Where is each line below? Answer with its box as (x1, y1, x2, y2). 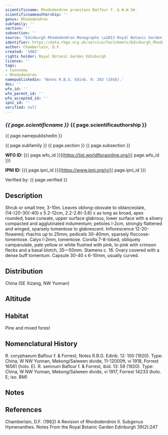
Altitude (5, 294, 31, 303)
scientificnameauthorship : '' (5, 12, 68, 17)
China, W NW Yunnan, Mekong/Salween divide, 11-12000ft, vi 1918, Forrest (5, 358, 159, 364)
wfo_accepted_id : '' (5, 95, 48, 100)
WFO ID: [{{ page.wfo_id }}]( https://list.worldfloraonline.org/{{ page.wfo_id (5, 152, 159, 158)
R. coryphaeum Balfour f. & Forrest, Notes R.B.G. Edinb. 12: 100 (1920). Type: (5, 352, 163, 358)
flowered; (5, 231, 25, 237)
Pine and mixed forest (5, 325, 50, 331)
